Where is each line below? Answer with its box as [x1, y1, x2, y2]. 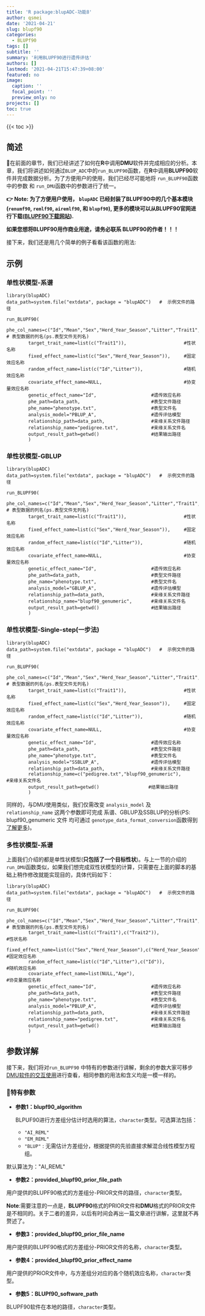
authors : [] [6, 60, 37, 66]
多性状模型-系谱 [6, 840, 54, 849]
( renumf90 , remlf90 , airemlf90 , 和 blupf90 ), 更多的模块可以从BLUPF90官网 [6, 205, 191, 212]
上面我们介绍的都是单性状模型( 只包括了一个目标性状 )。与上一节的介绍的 [6, 856, 187, 863]
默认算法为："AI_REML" [6, 1163, 66, 1170]
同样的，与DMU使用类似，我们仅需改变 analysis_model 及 [6, 801, 151, 808]
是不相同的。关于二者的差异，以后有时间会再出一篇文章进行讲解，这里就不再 [6, 1210, 199, 1217]
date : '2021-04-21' [6, 20, 56, 26]
